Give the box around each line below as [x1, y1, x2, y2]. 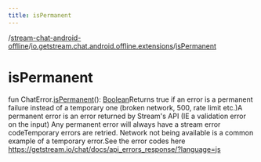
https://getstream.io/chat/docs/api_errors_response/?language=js [8, 144, 221, 153]
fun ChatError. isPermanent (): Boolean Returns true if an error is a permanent [8, 95, 253, 104]
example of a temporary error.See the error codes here [8, 136, 186, 146]
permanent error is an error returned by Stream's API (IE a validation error [8, 111, 247, 121]
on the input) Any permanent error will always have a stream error [8, 119, 221, 129]
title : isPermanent [8, 11, 72, 20]
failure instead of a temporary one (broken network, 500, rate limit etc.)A [8, 103, 243, 112]
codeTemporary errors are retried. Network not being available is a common [8, 128, 254, 137]
